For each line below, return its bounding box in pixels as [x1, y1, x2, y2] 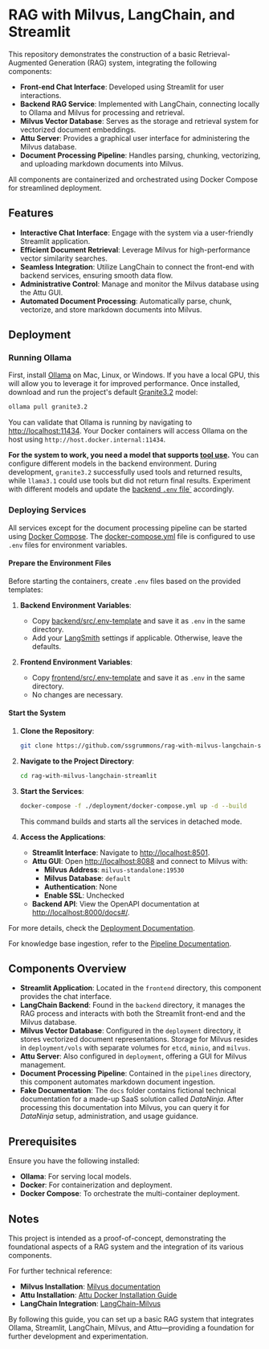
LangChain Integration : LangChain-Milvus [19, 1299, 161, 1309]
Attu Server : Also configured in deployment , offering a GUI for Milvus [19, 1051, 247, 1061]
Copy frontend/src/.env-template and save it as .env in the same [31, 672, 246, 682]
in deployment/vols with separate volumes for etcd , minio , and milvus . [19, 1043, 251, 1053]
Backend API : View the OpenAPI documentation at [31, 899, 200, 908]
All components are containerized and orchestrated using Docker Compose [8, 175, 259, 184]
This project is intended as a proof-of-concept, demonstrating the [8, 1233, 226, 1244]
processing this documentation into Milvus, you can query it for [19, 1103, 230, 1113]
